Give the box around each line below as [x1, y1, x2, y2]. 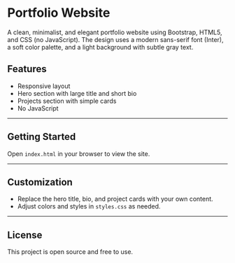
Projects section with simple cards [17, 97, 117, 105]
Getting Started [7, 131, 76, 143]
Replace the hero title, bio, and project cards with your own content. [17, 194, 213, 204]
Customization [7, 176, 73, 188]
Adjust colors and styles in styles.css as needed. [17, 202, 161, 211]
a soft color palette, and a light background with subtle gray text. [7, 43, 194, 51]
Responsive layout [17, 82, 71, 90]
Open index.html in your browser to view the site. [7, 149, 150, 158]
